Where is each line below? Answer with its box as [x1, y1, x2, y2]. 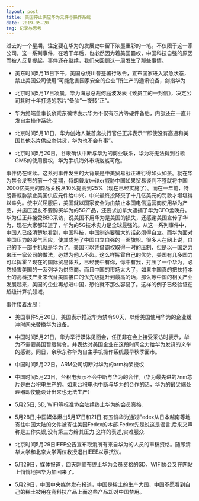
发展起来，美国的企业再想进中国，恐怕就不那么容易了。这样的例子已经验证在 [6, 281, 193, 288]
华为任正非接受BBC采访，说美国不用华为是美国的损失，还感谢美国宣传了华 [6, 214, 188, 221]
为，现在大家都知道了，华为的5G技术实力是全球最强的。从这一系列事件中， [6, 222, 190, 229]
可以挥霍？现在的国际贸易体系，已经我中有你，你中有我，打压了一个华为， [6, 259, 188, 266]
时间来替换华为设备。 [20, 321, 72, 328]
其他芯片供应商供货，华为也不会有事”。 [20, 137, 116, 144]
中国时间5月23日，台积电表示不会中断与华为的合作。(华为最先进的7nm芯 [14, 374, 192, 381]
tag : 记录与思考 [6, 25, 42, 31]
